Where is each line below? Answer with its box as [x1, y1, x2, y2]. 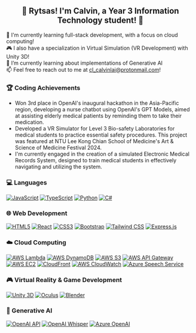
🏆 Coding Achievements [6, 83, 81, 92]
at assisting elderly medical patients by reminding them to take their [14, 112, 182, 120]
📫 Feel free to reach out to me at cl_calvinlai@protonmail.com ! [6, 66, 161, 73]
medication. [14, 119, 44, 126]
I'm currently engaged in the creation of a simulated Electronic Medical [14, 150, 190, 158]
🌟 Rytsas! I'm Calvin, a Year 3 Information [22, 6, 179, 16]
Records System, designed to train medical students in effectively [14, 157, 177, 164]
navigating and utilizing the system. [14, 163, 103, 171]
